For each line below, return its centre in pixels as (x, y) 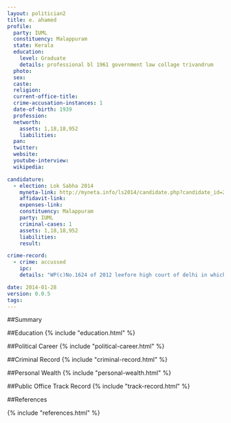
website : (26, 154)
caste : (23, 84)
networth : (27, 122)
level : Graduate (43, 58)
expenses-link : (41, 205)
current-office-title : (46, 97)
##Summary (25, 320)
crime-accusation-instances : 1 (58, 103)
